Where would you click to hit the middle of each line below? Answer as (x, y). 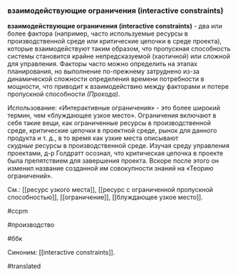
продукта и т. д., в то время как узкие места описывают (93, 138)
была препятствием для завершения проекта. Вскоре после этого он (113, 161)
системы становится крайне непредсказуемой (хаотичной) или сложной (119, 56)
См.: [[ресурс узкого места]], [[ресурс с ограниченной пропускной (110, 190)
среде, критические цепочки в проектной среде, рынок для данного (112, 131)
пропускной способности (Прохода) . (64, 94)
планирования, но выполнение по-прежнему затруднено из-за (103, 71)
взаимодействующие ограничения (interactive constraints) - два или (115, 26)
